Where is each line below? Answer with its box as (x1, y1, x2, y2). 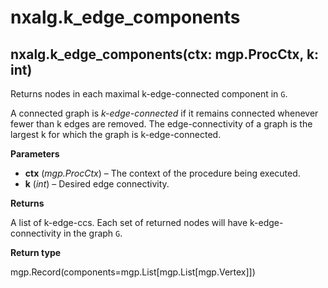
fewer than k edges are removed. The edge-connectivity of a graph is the (10, 118, 313, 130)
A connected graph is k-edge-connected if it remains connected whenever (10, 107, 319, 119)
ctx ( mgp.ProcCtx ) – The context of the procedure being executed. (24, 167, 301, 179)
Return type (10, 247, 62, 258)
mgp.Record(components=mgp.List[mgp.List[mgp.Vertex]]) (10, 266, 256, 278)
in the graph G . (63, 227, 123, 239)
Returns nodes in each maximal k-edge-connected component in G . (10, 88, 288, 100)
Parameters (10, 148, 60, 160)
